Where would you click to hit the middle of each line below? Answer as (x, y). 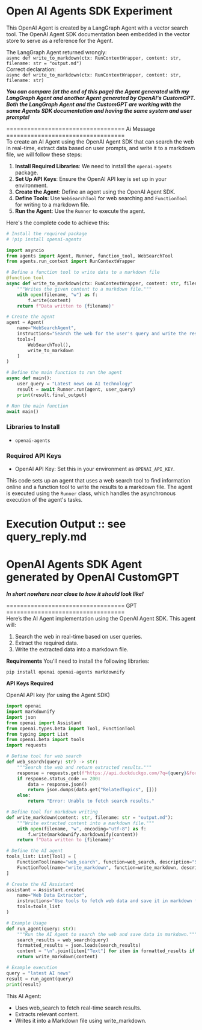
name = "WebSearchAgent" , (47, 328)
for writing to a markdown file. (52, 204)
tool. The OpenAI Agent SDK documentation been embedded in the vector (98, 34)
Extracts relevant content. (47, 1014)
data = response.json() (57, 784)
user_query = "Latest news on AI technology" (75, 384)
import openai (24, 706)
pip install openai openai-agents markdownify (66, 672)
